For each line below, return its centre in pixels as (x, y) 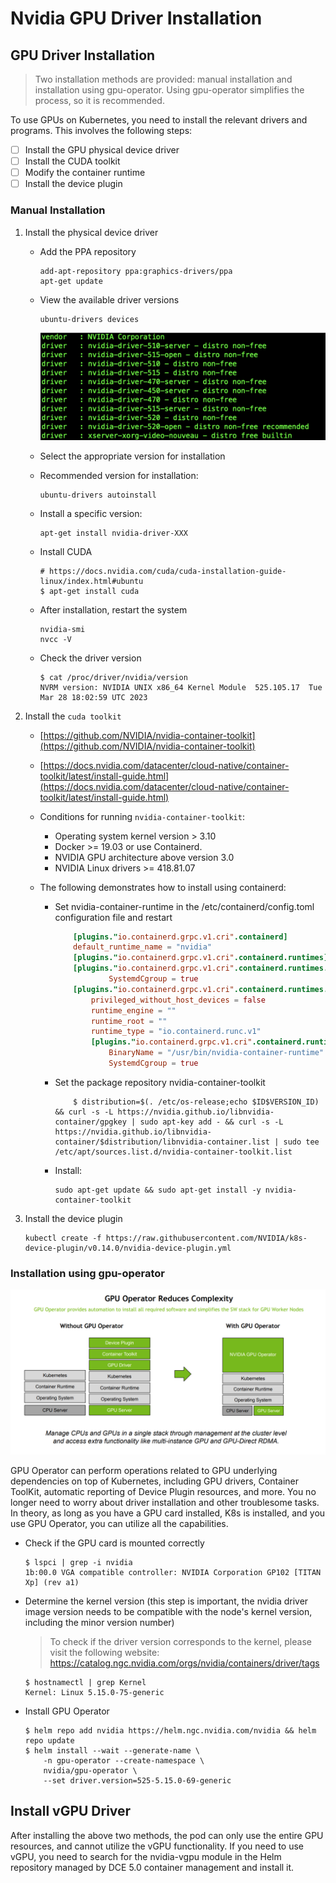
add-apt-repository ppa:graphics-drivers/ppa (136, 271)
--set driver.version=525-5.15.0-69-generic (137, 1781)
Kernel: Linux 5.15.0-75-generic (94, 1693)
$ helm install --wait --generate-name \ (112, 1751)
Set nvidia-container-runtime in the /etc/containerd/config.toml (184, 906)
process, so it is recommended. (99, 100)
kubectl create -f (63, 1238)
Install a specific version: (91, 513)
